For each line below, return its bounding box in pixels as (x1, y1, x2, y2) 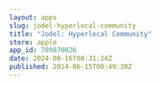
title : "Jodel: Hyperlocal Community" (9, 29, 152, 38)
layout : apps (9, 12, 57, 22)
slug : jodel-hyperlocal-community (9, 21, 137, 30)
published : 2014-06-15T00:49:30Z (9, 63, 133, 72)
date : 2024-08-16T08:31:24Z (9, 54, 113, 63)
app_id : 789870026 (9, 46, 77, 55)
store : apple (9, 37, 57, 47)
